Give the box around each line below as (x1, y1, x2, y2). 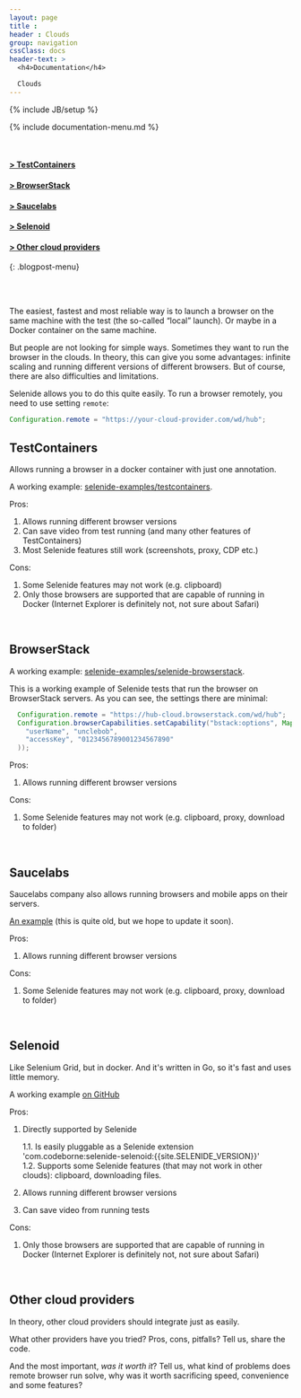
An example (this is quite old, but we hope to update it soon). (9, 916, 235, 927)
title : (9, 22, 39, 31)
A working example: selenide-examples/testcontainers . (9, 481, 213, 492)
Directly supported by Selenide (21, 1123, 137, 1134)
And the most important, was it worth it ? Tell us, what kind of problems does (9, 1360, 291, 1371)
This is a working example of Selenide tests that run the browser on (9, 683, 259, 694)
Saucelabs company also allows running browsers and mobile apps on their (9, 889, 288, 900)
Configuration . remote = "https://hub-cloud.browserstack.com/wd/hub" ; (17, 710, 287, 719)
